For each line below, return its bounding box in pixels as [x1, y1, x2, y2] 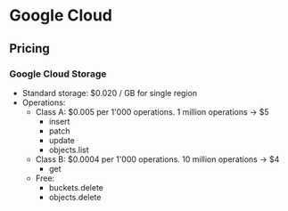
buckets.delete [48, 182, 104, 192]
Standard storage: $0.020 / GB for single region [21, 87, 198, 98]
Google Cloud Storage [9, 68, 107, 80]
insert [48, 116, 70, 126]
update [48, 134, 76, 145]
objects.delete [48, 191, 102, 202]
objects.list [48, 144, 89, 155]
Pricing [9, 41, 51, 56]
